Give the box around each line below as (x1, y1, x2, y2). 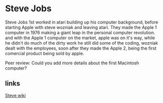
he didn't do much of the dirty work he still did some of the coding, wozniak (5, 40, 158, 46)
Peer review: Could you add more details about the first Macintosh (5, 60, 139, 66)
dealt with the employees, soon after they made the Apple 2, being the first (5, 45, 157, 51)
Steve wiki (5, 92, 26, 98)
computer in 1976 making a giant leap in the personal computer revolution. (5, 29, 156, 35)
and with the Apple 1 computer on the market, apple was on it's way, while (5, 35, 156, 41)
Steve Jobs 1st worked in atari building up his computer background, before (5, 19, 159, 25)
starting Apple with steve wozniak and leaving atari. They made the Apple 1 (5, 24, 157, 30)
